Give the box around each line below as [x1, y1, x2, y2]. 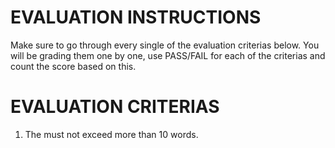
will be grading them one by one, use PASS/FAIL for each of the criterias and [10, 49, 326, 61]
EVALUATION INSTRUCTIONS [10, 6, 262, 29]
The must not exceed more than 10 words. [24, 128, 199, 140]
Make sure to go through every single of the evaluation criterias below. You [10, 39, 320, 51]
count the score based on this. [10, 60, 137, 72]
